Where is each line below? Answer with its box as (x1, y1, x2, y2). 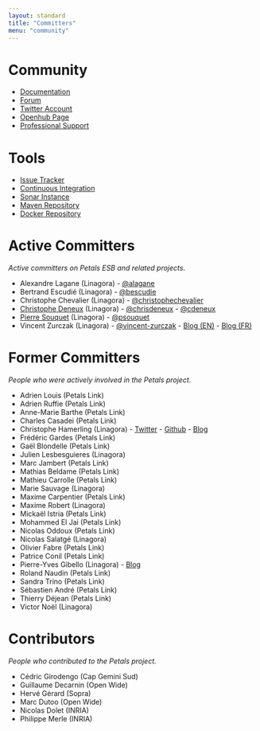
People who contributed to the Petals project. (8, 656, 157, 666)
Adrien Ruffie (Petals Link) (19, 399, 106, 408)
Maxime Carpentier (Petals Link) (19, 492, 126, 502)
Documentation (19, 87, 71, 96)
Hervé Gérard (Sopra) (19, 689, 91, 698)
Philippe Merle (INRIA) (19, 714, 93, 724)
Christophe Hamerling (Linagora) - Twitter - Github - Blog (19, 424, 208, 434)
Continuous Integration (19, 184, 95, 193)
